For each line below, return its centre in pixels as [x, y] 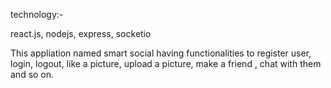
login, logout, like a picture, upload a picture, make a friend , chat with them [166, 63]
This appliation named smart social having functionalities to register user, [161, 53]
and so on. [32, 74]
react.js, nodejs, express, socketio [81, 33]
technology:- [37, 14]
